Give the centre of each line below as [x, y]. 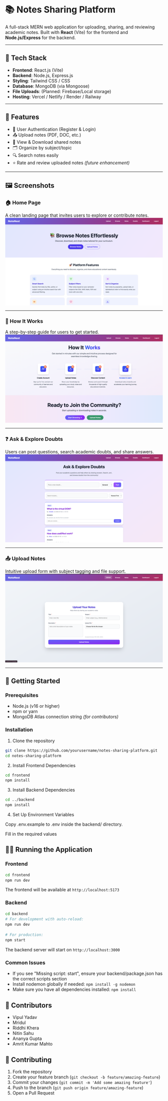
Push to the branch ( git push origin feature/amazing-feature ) [78, 1087]
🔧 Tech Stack [26, 58]
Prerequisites [22, 695]
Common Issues [25, 962]
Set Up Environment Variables [43, 815]
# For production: [24, 935]
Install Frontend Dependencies [44, 765]
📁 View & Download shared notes [47, 142]
